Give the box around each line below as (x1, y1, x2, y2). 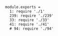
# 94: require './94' (9, 26, 54, 31)
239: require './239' (9, 13, 54, 18)
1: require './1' (9, 9, 45, 14)
